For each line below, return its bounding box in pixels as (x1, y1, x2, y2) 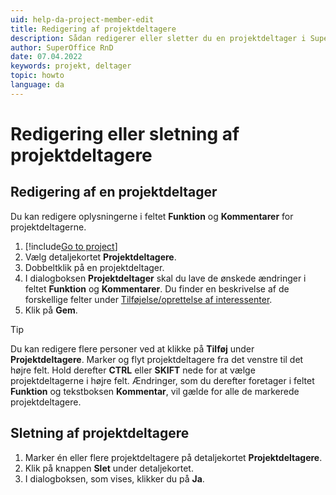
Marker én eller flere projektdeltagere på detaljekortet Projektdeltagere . (24, 451, 323, 463)
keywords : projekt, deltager (10, 61, 132, 71)
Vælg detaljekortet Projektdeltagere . (24, 251, 177, 263)
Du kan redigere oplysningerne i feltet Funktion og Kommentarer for (10, 210, 294, 222)
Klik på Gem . (24, 304, 78, 316)
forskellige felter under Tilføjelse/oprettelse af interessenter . (24, 293, 273, 305)
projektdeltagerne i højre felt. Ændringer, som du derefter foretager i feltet (10, 374, 315, 386)
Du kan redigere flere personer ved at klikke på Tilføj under (10, 342, 255, 355)
